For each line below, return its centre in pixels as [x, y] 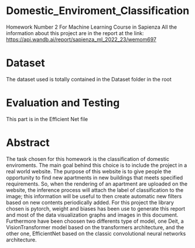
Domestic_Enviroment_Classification [98, 11]
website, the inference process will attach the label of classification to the [95, 190]
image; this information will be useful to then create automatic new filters [94, 196]
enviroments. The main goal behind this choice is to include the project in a [97, 165]
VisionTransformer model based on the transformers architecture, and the [95, 227]
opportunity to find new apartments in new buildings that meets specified [95, 177]
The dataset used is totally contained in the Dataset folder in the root [89, 79]
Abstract [28, 143]
